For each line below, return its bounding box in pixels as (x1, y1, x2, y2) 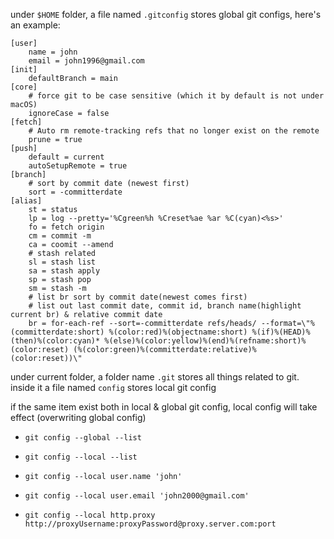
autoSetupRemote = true (28, 161, 128, 171)
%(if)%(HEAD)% (251, 327, 311, 337)
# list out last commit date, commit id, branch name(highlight (28, 301, 302, 311)
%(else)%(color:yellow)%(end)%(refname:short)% (104, 336, 307, 346)
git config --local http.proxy (24, 510, 156, 520)
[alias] (10, 196, 43, 206)
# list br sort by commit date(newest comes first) (28, 292, 248, 302)
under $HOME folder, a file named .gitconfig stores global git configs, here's (10, 9, 322, 20)
